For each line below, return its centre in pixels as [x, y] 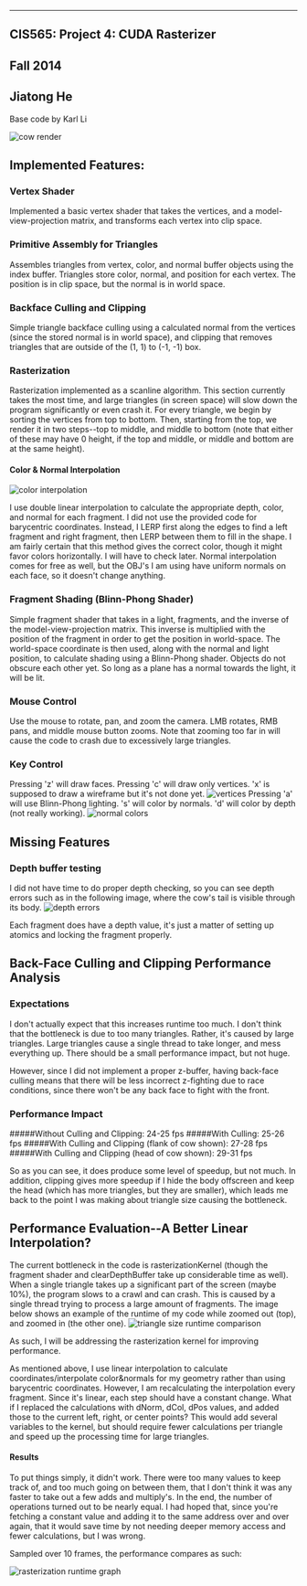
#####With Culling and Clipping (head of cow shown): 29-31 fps [131, 1153]
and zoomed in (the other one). [68, 1323]
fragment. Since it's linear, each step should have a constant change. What [151, 1397]
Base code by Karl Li [48, 119]
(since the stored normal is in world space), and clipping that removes [141, 337]
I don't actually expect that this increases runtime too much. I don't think [146, 1024]
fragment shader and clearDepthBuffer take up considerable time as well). [149, 1274]
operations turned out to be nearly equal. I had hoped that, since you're [144, 1506]
